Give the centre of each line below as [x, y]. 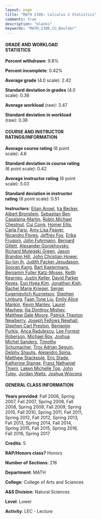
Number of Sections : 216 [31, 462]
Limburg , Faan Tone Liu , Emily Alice [42, 299]
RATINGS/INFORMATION [31, 137]
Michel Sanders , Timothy [31, 341]
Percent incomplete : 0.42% [34, 71]
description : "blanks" [29, 24]
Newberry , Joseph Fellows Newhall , [42, 320]
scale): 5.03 [17, 184]
